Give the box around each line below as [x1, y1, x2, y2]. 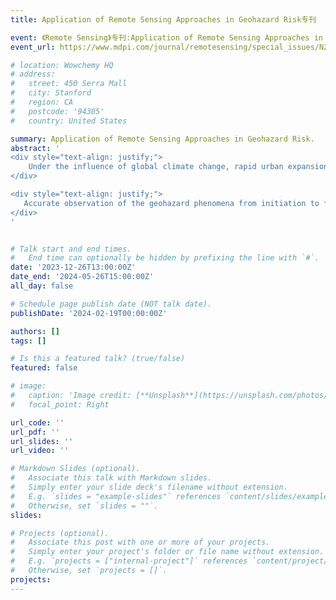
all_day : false [10, 281, 74, 291]
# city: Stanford [10, 88, 92, 98]
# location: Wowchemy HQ [10, 60, 114, 70]
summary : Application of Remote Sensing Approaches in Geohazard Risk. [10, 134, 315, 144]
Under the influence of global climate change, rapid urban [28, 162, 284, 172]
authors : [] [10, 326, 60, 336]
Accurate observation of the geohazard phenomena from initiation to [23, 198, 320, 208]
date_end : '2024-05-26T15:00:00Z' [10, 272, 155, 282]
